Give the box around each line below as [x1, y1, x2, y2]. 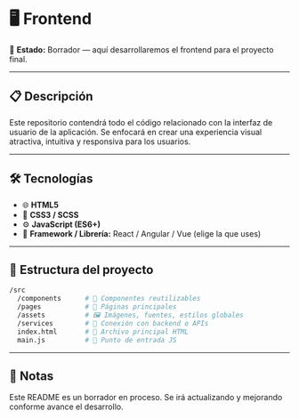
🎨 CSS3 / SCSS [21, 209, 79, 220]
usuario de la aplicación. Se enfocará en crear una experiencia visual [9, 126, 263, 137]
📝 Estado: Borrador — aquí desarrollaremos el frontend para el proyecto [9, 44, 274, 55]
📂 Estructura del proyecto [9, 262, 154, 278]
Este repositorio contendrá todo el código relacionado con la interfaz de [9, 117, 273, 127]
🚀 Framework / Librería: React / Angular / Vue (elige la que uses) [21, 228, 262, 238]
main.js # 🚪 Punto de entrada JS [17, 335, 177, 344]
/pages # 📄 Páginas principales [17, 302, 177, 311]
